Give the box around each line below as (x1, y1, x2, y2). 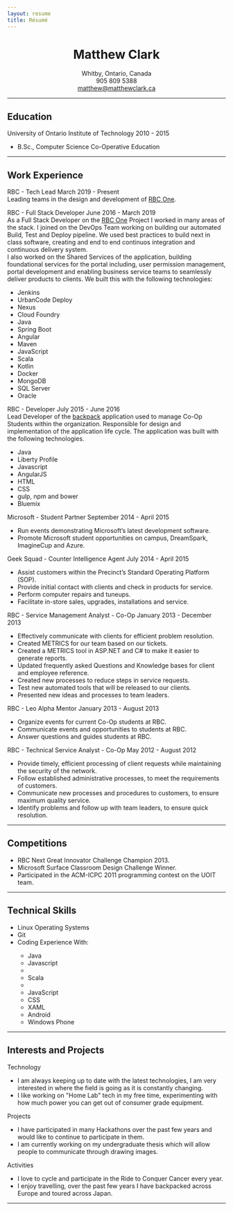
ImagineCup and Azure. (17, 541, 85, 550)
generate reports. (17, 654, 68, 663)
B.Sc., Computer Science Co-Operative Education (17, 143, 160, 151)
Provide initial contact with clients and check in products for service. (17, 583, 214, 591)
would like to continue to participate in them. (17, 1133, 145, 1141)
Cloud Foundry (17, 310, 60, 319)
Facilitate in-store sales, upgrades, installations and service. (17, 598, 189, 606)
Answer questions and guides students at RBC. (17, 733, 152, 741)
